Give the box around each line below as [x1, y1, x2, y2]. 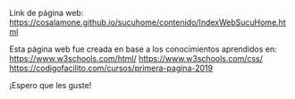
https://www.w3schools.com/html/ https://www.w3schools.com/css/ [9, 54, 264, 63]
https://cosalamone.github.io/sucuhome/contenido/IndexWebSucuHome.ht [9, 17, 286, 28]
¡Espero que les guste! [9, 80, 92, 90]
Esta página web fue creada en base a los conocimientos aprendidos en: [9, 44, 277, 54]
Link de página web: [9, 8, 84, 18]
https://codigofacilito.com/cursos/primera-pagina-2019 [9, 62, 213, 73]
